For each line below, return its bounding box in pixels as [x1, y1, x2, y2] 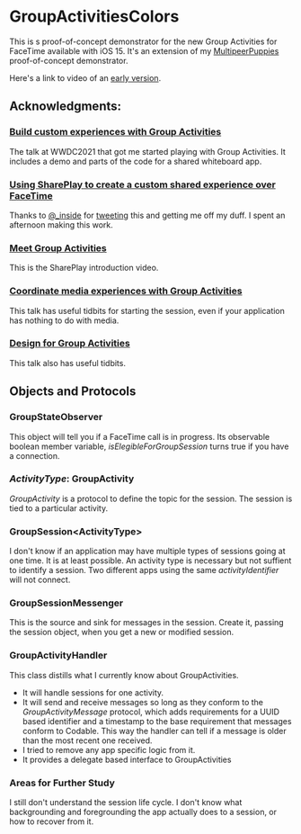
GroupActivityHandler [9, 650, 108, 662]
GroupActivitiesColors [9, 6, 180, 27]
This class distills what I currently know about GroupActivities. [9, 669, 240, 680]
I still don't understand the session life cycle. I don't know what [9, 796, 243, 807]
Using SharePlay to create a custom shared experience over [9, 178, 276, 191]
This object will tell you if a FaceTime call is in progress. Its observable [9, 431, 270, 442]
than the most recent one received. [22, 735, 153, 746]
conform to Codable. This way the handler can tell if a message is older [22, 725, 287, 736]
